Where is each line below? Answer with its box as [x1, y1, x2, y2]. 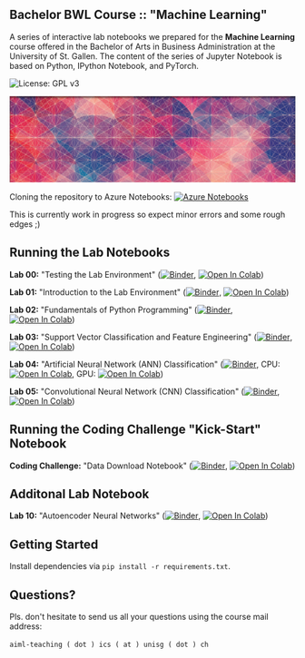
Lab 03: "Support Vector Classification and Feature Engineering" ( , [9, 331, 293, 342]
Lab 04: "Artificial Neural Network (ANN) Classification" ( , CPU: [9, 358, 280, 369]
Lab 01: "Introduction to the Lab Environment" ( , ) [9, 286, 290, 298]
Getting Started [9, 536, 99, 552]
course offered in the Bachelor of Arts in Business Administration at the [9, 41, 276, 52]
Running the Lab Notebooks [9, 245, 171, 260]
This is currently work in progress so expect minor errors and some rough [9, 209, 286, 220]
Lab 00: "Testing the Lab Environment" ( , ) [9, 269, 264, 280]
